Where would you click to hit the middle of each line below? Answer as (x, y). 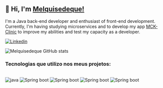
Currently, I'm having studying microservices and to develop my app (75, 26)
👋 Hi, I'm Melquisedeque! (45, 9)
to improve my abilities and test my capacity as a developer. (79, 32)
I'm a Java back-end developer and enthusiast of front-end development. (80, 21)
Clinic (11, 32)
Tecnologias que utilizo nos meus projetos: (58, 64)
